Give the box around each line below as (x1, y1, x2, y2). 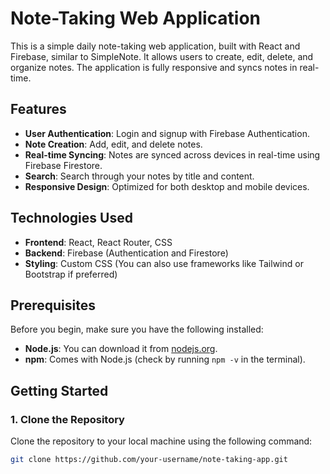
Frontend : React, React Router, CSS (24, 236, 173, 248)
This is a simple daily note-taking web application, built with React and (10, 40, 301, 52)
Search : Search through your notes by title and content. (24, 170, 255, 182)
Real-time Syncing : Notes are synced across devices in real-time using (24, 148, 321, 161)
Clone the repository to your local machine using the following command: (10, 435, 313, 447)
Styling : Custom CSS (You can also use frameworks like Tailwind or (24, 257, 304, 269)
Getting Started (10, 382, 109, 399)
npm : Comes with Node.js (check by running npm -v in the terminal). (24, 353, 306, 366)
